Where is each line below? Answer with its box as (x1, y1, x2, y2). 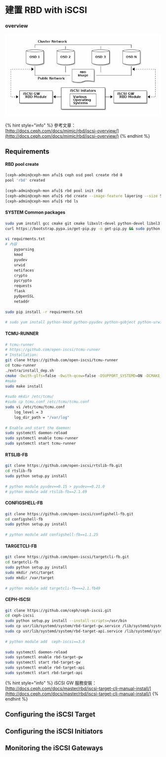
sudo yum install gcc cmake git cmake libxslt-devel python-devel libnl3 (5, 221, 161, 226)
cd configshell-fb (5, 517, 43, 522)
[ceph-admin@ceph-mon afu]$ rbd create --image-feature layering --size (5, 193, 158, 198)
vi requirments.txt (5, 236, 45, 242)
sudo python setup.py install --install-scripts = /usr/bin (5, 618, 127, 623)
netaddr (14, 299, 30, 304)
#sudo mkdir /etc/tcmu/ (5, 394, 54, 399)
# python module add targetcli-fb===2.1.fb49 (5, 586, 100, 591)
